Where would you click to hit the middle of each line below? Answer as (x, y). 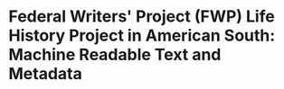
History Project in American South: (142, 36)
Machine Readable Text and (115, 55)
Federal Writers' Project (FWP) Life (142, 17)
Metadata (45, 74)
